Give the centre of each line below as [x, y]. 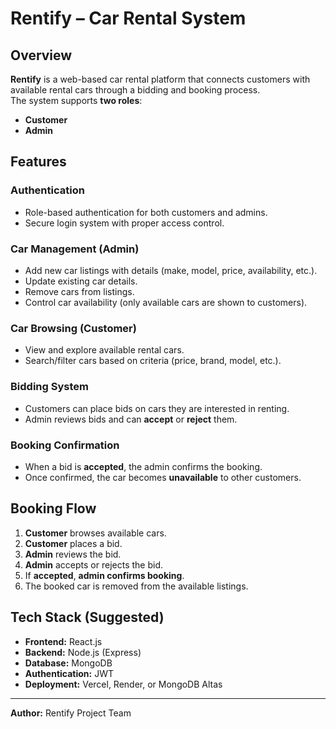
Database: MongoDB [68, 663]
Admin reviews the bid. [73, 554]
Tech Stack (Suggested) [87, 617]
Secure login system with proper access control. [124, 223]
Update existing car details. [81, 281]
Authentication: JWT [69, 673]
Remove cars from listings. [79, 291]
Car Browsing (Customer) [73, 328]
